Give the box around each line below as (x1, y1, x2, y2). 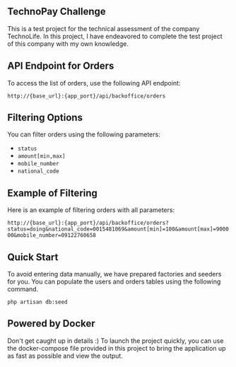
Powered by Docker (7, 318, 95, 330)
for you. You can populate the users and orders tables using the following (7, 277, 221, 286)
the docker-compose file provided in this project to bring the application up (7, 344, 226, 352)
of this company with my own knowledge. (7, 39, 129, 48)
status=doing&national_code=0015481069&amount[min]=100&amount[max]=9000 (7, 226, 230, 233)
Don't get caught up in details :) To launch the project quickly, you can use (7, 336, 224, 345)
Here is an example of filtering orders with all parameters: (7, 206, 175, 214)
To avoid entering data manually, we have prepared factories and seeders (7, 270, 222, 279)
